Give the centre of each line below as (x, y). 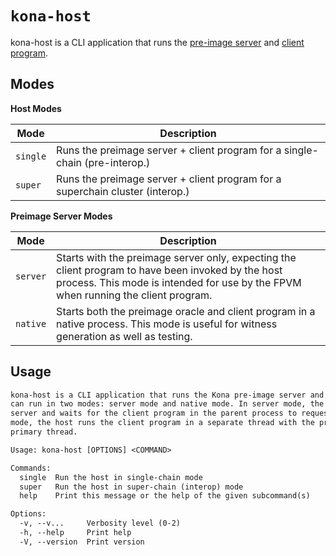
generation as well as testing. (124, 336)
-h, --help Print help (75, 533)
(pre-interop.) (117, 162)
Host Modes (36, 108)
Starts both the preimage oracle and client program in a (186, 311)
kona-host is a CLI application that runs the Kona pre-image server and (167, 395)
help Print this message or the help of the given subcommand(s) (165, 496)
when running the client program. (134, 295)
